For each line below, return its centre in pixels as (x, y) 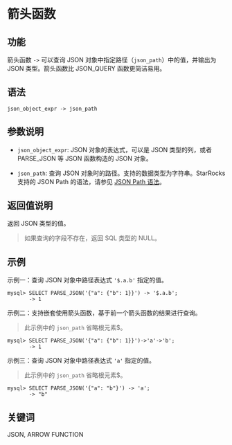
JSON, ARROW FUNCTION (45, 435)
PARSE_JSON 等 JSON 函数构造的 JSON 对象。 (84, 158)
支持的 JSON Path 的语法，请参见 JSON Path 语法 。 (91, 181)
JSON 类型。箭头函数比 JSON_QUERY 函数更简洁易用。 (87, 69)
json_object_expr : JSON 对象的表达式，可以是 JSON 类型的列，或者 (115, 149)
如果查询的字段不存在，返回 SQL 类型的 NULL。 (92, 238)
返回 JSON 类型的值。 (39, 224)
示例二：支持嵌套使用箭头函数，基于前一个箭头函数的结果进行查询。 (104, 313)
